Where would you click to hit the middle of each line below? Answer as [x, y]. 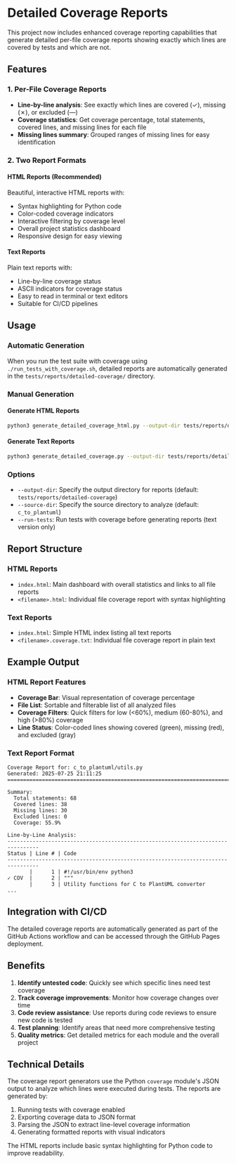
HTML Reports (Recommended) [54, 177]
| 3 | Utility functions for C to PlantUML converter [117, 884]
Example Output [43, 662]
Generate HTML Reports [43, 411]
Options [21, 474]
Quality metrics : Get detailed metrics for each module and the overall [118, 1035]
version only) [37, 527]
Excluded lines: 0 [41, 816]
